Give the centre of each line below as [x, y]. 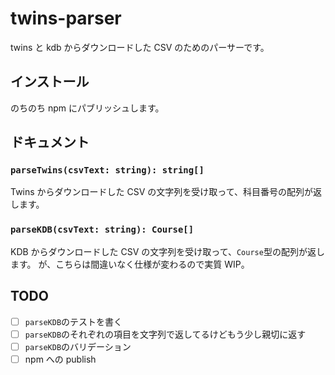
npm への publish [60, 359]
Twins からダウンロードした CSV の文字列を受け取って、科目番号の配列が [161, 192]
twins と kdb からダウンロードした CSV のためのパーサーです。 [140, 47]
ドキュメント [50, 142]
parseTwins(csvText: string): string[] [107, 170]
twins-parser [66, 18]
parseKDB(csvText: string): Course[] [102, 230]
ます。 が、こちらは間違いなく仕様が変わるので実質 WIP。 [130, 264]
